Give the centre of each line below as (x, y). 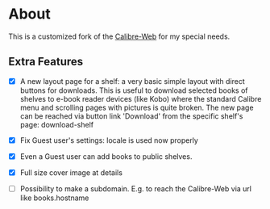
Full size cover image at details (71, 172)
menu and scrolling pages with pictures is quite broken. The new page (137, 107)
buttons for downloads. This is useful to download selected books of (134, 90)
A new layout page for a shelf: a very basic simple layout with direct (133, 81)
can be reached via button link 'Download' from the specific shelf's (131, 116)
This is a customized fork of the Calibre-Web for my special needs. (119, 36)
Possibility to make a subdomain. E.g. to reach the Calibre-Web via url (136, 189)
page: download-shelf (57, 124)
